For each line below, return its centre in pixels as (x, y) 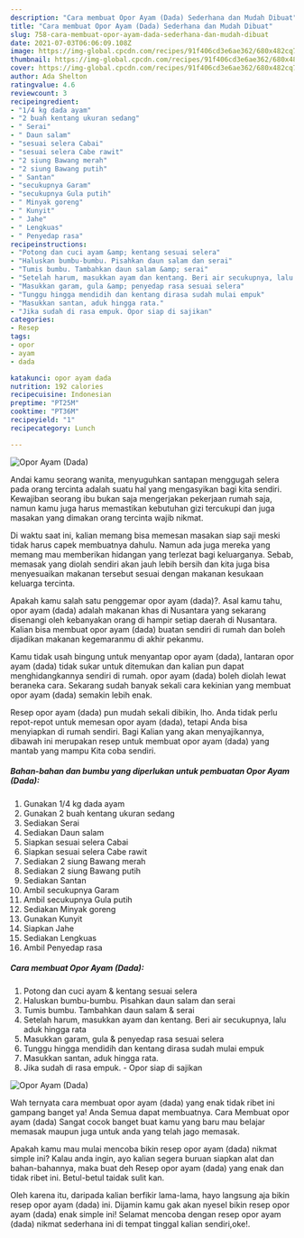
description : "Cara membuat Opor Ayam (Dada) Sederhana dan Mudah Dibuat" (154, 18)
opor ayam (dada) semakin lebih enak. (81, 695)
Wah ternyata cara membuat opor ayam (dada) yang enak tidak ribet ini (143, 1103)
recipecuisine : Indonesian (61, 395)
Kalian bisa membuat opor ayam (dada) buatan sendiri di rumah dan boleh (148, 629)
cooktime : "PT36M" (45, 411)
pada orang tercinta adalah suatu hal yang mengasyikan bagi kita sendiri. (146, 489)
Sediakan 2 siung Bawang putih (82, 871)
